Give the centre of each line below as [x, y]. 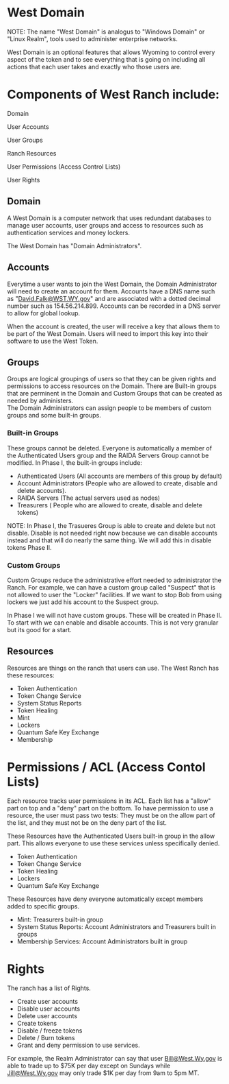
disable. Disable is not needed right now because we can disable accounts [112, 533]
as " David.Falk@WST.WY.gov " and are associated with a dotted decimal [109, 298]
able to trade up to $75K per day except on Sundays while [89, 1065]
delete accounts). [42, 490]
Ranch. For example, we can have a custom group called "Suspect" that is [111, 587]
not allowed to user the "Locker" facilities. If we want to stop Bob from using [114, 594]
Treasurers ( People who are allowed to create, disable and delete [110, 505]
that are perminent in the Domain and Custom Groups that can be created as [115, 394]
